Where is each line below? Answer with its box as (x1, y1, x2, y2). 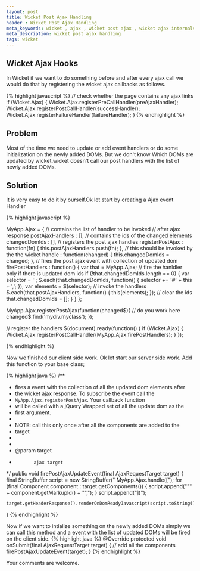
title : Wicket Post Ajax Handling (6, 14, 92, 20)
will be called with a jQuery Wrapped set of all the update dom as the (14, 403, 185, 410)
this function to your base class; (6, 361, 85, 368)
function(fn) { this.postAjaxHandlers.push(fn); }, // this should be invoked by (6, 245, 193, 252)
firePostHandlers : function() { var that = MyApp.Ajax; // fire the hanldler (6, 263, 183, 271)
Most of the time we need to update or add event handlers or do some (6, 144, 179, 151)
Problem (6, 129, 39, 139)
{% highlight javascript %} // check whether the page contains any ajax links (6, 92, 194, 99)
